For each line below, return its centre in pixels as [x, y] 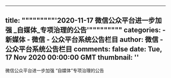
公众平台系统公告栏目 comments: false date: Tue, [84, 49]
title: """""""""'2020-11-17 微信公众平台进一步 [80, 21]
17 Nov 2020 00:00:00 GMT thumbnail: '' [72, 57]
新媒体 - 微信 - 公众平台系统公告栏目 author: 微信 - [84, 40]
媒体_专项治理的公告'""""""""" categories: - [94, 30]
